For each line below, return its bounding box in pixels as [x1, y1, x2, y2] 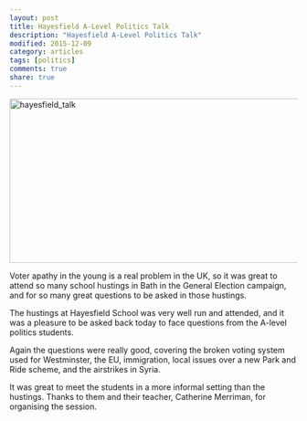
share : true [9, 73, 55, 82]
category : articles [9, 47, 84, 57]
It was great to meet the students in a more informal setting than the [9, 381, 266, 393]
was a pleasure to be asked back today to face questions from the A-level [9, 317, 288, 328]
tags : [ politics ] [9, 56, 76, 65]
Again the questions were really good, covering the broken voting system [9, 344, 285, 355]
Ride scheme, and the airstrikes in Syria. [9, 363, 162, 374]
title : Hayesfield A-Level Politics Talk [9, 22, 170, 31]
